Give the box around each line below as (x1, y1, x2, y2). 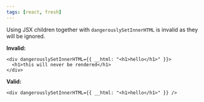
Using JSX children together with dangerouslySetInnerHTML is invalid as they (6, 26, 198, 33)
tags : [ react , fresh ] (6, 9, 62, 15)
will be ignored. (6, 32, 45, 40)
